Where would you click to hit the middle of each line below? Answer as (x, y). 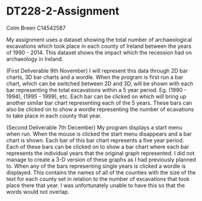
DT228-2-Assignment (63, 11)
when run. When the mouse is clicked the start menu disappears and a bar (99, 134)
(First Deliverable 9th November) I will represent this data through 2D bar (97, 70)
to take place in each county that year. (54, 116)
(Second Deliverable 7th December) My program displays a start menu (94, 127)
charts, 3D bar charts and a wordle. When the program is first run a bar (95, 77)
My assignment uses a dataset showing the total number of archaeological (99, 39)
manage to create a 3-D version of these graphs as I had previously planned (101, 159)
